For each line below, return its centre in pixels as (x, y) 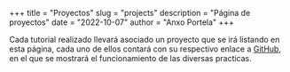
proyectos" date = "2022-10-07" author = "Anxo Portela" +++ (122, 22)
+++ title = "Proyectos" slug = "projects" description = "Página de (130, 13)
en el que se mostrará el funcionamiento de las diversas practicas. (131, 58)
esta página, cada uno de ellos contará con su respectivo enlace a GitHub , (145, 49)
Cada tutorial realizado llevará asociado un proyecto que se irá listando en (145, 40)
